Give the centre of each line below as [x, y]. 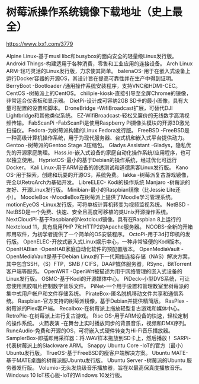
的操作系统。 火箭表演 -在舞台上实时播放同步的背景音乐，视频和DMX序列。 [98, 323]
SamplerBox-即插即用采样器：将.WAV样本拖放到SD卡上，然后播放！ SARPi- [99, 338]
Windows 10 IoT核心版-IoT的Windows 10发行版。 [66, 375]
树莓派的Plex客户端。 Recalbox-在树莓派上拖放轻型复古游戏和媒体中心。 [94, 308]
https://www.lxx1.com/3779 [40, 44]
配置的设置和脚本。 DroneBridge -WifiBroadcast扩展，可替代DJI [94, 108]
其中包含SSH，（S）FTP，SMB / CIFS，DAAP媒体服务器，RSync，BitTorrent [99, 264]
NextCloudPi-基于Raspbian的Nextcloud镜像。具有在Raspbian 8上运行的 [94, 219]
